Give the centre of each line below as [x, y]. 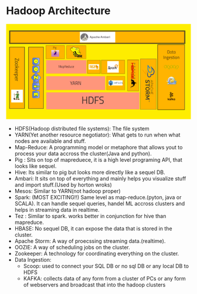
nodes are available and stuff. [50, 141]
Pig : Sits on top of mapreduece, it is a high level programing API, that [98, 160]
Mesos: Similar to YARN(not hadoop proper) [68, 191]
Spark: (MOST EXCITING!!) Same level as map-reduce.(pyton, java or [98, 198]
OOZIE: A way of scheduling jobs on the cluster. [72, 248]
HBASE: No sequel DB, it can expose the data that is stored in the [93, 229]
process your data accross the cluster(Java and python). [83, 153]
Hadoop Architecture [58, 11]
